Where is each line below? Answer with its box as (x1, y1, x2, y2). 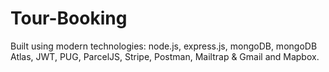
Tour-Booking (10, 7, 128, 30)
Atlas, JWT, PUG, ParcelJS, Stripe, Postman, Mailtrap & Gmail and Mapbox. (10, 50, 320, 62)
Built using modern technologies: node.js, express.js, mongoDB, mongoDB (10, 40, 318, 52)
